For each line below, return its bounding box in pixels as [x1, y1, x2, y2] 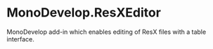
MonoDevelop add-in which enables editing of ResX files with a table [6, 28, 207, 36]
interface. [6, 35, 34, 43]
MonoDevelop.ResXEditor [6, 5, 161, 21]
